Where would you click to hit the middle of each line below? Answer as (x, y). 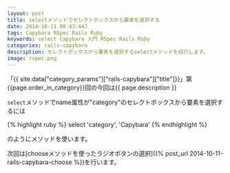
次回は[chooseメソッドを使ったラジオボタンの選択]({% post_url (97, 153)
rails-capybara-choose (40, 162)
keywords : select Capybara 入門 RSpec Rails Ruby (79, 39)
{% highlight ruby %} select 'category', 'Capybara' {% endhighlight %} (107, 124)
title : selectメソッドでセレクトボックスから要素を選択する (84, 20)
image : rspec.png (32, 59)
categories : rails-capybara (48, 45)
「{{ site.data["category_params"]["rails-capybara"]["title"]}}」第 (100, 79)
